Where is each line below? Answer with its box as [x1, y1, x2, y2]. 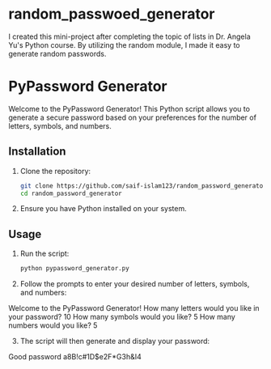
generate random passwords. [8, 49, 107, 58]
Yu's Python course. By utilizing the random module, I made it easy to [8, 40, 240, 49]
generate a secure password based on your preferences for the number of [8, 112, 257, 122]
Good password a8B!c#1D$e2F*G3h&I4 [8, 352, 142, 362]
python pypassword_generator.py [19, 265, 129, 273]
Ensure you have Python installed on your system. [19, 204, 188, 214]
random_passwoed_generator [8, 5, 215, 23]
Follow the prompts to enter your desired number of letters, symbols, [19, 279, 250, 289]
